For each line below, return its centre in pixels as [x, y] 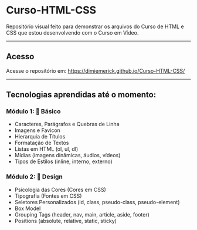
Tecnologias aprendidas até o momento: [81, 95]
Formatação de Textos [42, 143]
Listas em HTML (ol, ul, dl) [46, 149]
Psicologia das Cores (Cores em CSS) [60, 190]
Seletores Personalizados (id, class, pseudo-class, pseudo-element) [97, 202]
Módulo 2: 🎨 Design [35, 177]
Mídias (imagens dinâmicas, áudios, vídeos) [67, 155]
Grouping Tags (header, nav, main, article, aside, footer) [82, 214]
